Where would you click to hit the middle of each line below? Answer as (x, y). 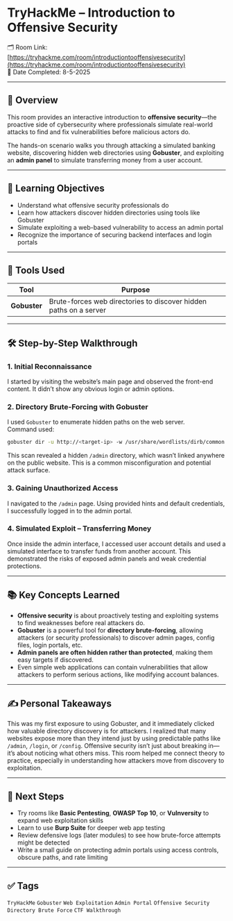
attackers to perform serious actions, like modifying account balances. (118, 674)
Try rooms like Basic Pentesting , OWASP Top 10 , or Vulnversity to (113, 813)
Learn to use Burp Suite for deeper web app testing (91, 828)
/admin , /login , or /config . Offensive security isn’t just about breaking (107, 746)
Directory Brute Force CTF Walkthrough (64, 911)
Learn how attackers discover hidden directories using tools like (109, 213)
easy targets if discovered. (55, 659)
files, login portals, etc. (50, 645)
